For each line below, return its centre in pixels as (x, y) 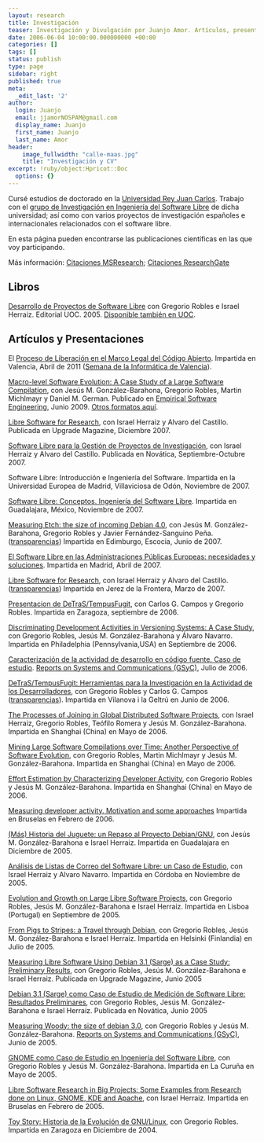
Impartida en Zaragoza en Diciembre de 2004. (83, 1129)
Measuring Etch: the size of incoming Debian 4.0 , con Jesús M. (110, 524)
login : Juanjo (38, 111)
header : (21, 147)
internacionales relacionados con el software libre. (90, 223)
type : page (26, 67)
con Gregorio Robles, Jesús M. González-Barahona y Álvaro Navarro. (121, 635)
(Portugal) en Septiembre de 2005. (64, 914)
